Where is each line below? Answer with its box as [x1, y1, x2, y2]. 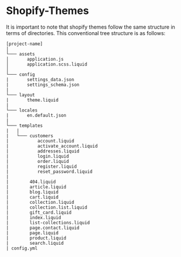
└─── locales [6, 107, 38, 113]
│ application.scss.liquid [6, 61, 88, 67]
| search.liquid [6, 240, 64, 246]
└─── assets [6, 51, 35, 57]
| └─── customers [6, 133, 54, 138]
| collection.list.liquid [6, 204, 88, 210]
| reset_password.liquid [6, 168, 93, 175]
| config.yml [6, 245, 38, 251]
